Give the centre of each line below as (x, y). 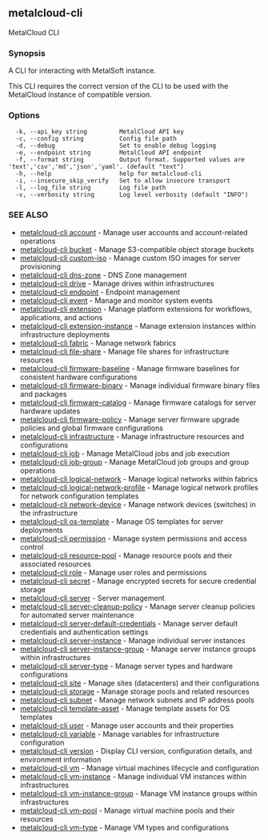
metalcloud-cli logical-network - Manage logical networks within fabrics (139, 478)
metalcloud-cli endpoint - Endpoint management (100, 292)
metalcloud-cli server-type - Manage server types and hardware (126, 666)
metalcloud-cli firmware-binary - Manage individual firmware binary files (140, 385)
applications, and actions (61, 317)
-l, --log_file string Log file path (91, 188)
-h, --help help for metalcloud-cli (109, 174)
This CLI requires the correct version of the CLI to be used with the (118, 86)
